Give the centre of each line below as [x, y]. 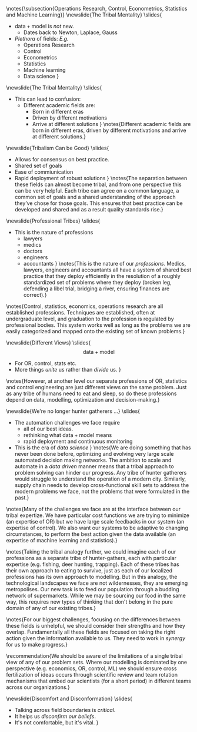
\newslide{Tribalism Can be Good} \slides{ [58, 148]
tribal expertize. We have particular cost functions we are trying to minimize [98, 515]
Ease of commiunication [44, 172]
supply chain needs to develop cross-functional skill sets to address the [102, 485]
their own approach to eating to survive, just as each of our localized [89, 570]
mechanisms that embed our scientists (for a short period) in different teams [98, 681]
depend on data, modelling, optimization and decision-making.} [83, 400]
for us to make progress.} [37, 645]
